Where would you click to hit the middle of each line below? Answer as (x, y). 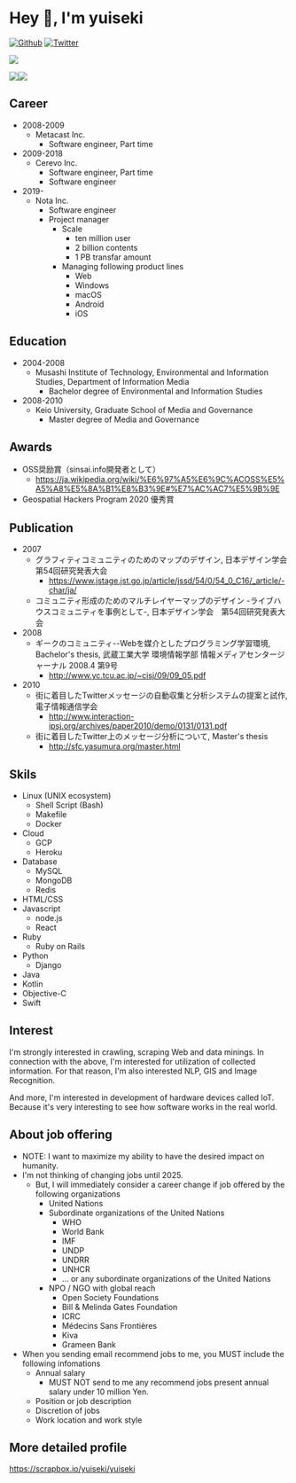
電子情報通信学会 (66, 706)
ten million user (103, 238)
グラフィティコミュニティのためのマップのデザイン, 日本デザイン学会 (161, 560)
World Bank (83, 1231)
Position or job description (83, 1401)
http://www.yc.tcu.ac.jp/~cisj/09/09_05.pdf (127, 675)
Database (39, 862)
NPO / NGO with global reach (102, 1288)
